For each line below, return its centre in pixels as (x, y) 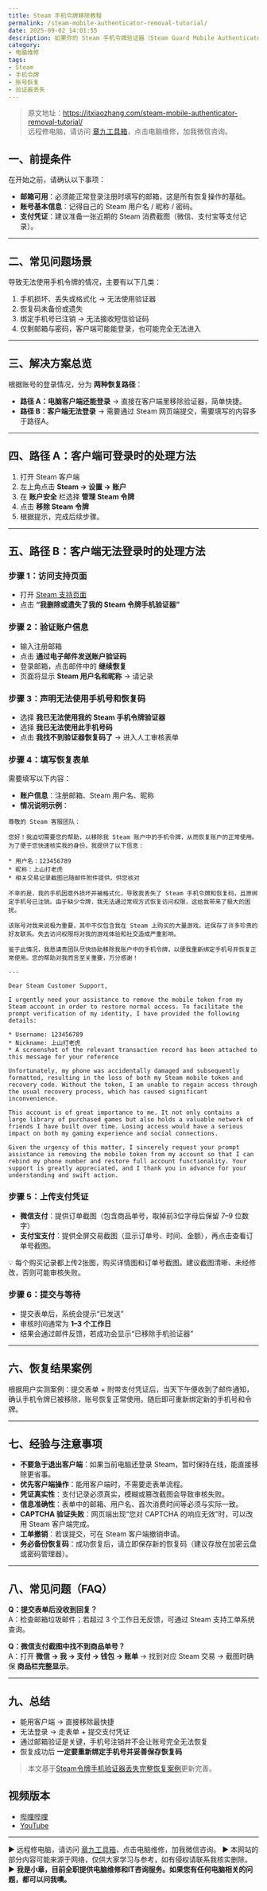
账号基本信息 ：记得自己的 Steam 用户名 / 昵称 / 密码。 (108, 207)
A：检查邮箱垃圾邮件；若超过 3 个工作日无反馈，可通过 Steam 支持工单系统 (132, 1620)
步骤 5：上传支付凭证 (48, 1197)
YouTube (34, 1825)
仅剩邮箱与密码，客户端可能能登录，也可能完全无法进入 (110, 328)
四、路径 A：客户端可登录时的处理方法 (102, 456)
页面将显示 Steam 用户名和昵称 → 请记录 (86, 676)
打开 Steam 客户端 (50, 476)
